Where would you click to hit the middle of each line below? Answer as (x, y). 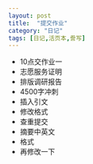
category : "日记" (36, 30)
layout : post (30, 16)
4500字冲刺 (39, 92)
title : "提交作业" (38, 23)
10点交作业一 (41, 62)
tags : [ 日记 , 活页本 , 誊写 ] (47, 38)
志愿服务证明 (41, 72)
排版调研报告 (41, 82)
